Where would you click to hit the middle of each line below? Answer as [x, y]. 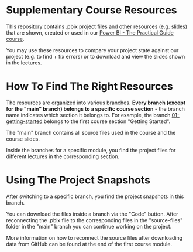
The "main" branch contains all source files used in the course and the [91, 132]
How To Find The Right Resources [90, 86]
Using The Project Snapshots [78, 180]
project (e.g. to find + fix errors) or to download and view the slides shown [96, 56]
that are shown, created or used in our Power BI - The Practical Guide [90, 32]
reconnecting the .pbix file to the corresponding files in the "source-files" [94, 220]
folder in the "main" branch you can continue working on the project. [89, 226]
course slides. [23, 139]
